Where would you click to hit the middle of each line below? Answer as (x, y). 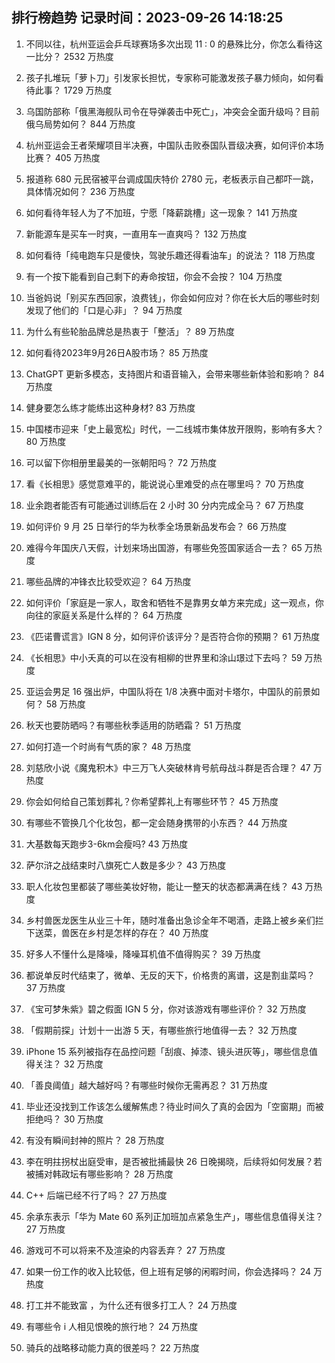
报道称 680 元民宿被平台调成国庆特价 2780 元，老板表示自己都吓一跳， (172, 179)
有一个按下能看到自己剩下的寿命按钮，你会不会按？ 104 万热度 (154, 276)
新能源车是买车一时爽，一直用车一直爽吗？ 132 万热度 (136, 234)
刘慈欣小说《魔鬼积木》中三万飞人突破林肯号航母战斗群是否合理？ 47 (168, 767)
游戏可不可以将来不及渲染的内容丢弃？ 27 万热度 (125, 1250)
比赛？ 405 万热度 (63, 157)
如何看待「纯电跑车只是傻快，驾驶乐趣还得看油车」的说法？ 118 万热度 (170, 255)
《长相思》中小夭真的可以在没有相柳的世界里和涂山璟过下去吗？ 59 (164, 657)
